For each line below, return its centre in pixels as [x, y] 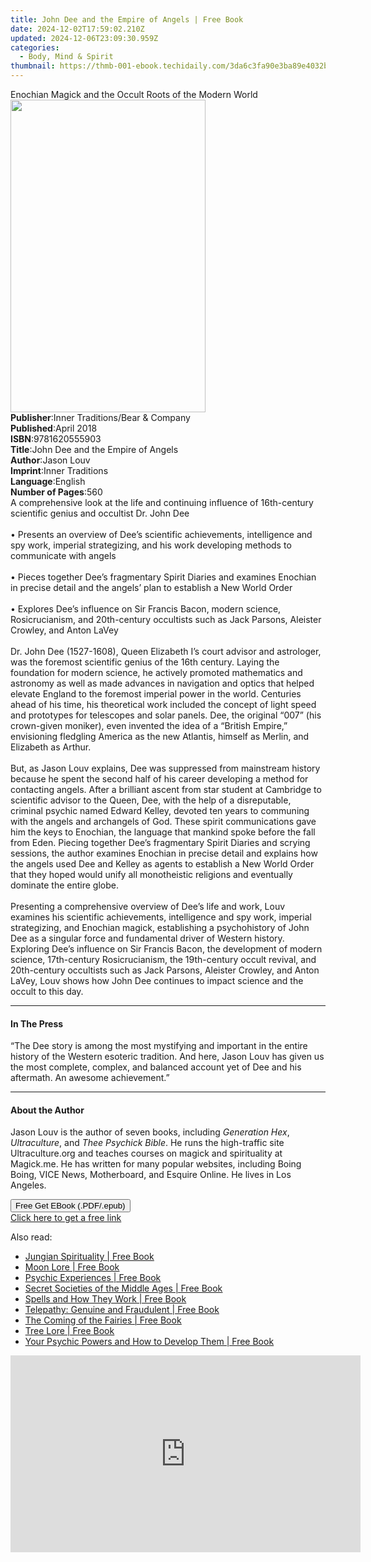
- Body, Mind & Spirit [66, 57]
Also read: [31, 1237]
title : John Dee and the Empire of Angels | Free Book [127, 19]
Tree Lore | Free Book [69, 1331]
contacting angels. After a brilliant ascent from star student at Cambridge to [166, 789]
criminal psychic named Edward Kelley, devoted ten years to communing [160, 810]
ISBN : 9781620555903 [56, 439]
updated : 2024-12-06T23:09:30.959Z [84, 38]
